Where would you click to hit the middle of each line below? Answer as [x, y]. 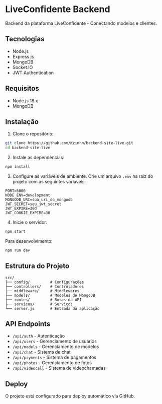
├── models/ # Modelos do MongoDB [50, 295]
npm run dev [18, 250]
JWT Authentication [33, 73]
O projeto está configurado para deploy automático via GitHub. [70, 396]
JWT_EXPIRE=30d [21, 209]
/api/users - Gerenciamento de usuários [54, 342]
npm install [18, 167]
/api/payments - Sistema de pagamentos [54, 357]
